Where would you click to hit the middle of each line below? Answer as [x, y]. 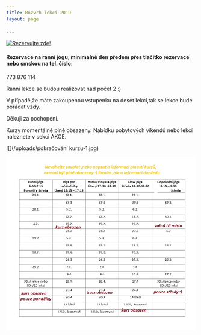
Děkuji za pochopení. [32, 118]
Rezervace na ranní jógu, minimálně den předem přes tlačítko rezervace [98, 57]
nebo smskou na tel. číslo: [40, 63]
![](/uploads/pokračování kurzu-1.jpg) [53, 148]
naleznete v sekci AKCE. [36, 136]
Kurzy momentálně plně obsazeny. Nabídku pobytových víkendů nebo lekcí [100, 130]
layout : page [23, 19]
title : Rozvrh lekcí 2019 [39, 13]
